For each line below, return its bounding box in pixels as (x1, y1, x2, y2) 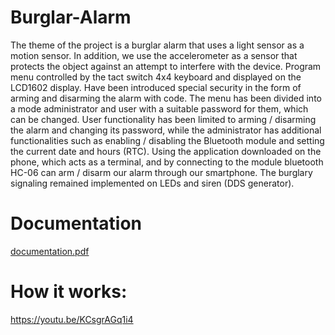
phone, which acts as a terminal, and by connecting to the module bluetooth (10, 156, 324, 168)
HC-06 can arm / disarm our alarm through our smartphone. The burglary (10, 166, 313, 178)
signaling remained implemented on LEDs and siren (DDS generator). (10, 177, 295, 189)
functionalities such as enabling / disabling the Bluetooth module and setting (10, 134, 325, 146)
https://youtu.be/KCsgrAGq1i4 (10, 313, 134, 325)
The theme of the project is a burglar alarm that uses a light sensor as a (10, 39, 305, 51)
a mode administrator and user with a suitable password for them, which (10, 102, 309, 115)
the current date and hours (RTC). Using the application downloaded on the (10, 145, 322, 157)
